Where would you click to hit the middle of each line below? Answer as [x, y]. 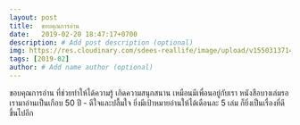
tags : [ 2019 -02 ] [39, 59]
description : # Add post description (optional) [101, 42]
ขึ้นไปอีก [21, 112]
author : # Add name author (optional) [81, 68]
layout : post [33, 17]
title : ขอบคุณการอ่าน [45, 26]
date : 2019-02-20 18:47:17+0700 [74, 34]
